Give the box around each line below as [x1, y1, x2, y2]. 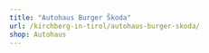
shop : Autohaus [9, 30, 67, 39]
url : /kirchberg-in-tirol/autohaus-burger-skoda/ [9, 22, 201, 31]
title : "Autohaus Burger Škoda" [9, 13, 131, 22]
